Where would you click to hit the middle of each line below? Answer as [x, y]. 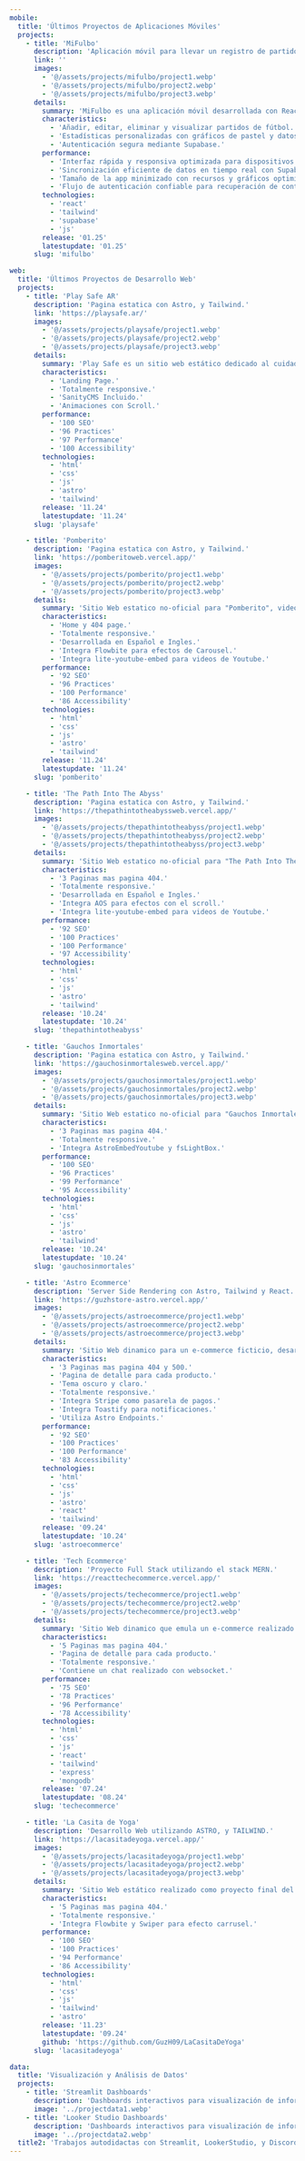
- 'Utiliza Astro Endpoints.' [107, 1418]
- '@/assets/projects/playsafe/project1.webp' [132, 330]
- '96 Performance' [87, 1705]
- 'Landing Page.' [84, 381]
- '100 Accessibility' [93, 448]
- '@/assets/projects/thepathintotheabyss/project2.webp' [154, 836]
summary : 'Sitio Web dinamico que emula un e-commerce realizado [168, 1628]
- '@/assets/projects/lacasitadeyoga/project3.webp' [144, 1873]
